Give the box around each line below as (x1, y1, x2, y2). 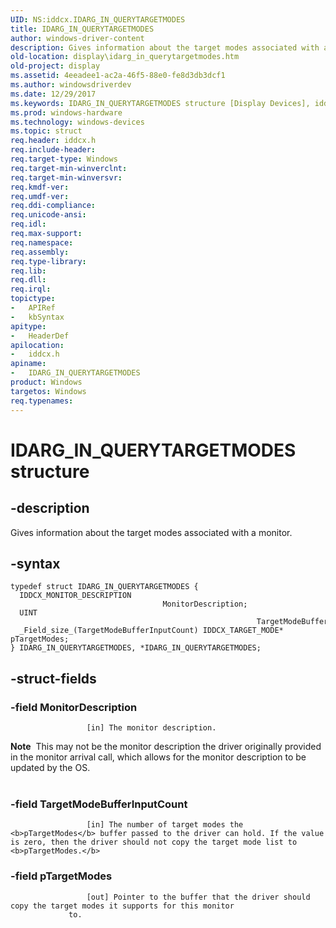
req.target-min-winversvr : (10, 172, 123, 183)
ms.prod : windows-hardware (10, 107, 123, 118)
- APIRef (10, 303, 56, 313)
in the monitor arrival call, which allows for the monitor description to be (10, 751, 307, 763)
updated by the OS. (10, 762, 91, 773)
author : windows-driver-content (10, 33, 145, 43)
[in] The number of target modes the (86, 820, 244, 830)
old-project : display (10, 61, 101, 71)
